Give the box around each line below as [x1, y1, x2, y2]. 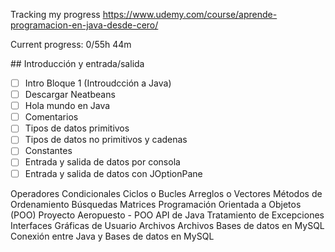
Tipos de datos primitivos [24, 122, 130, 134]
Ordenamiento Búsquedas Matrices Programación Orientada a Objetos [10, 198, 302, 210]
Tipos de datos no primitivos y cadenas [24, 134, 188, 146]
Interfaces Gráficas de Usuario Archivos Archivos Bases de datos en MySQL [10, 219, 325, 231]
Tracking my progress [10, 9, 101, 20]
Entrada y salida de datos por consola [24, 156, 181, 168]
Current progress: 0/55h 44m [10, 39, 132, 50]
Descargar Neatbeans [24, 89, 116, 101]
